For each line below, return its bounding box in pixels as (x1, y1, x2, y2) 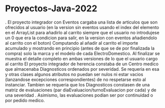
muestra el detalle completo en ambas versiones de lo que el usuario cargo (5, 55, 158, 61)
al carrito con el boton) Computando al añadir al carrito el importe (5, 40, 138, 46)
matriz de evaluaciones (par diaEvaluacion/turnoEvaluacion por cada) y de (5, 87, 157, 93)
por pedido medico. (5, 97, 45, 103)
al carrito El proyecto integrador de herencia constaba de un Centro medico (5, 61, 159, 67)
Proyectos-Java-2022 (5, 3, 98, 14)
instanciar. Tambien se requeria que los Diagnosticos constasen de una (5, 81, 150, 87)
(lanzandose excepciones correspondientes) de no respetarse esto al (5, 77, 146, 82)
